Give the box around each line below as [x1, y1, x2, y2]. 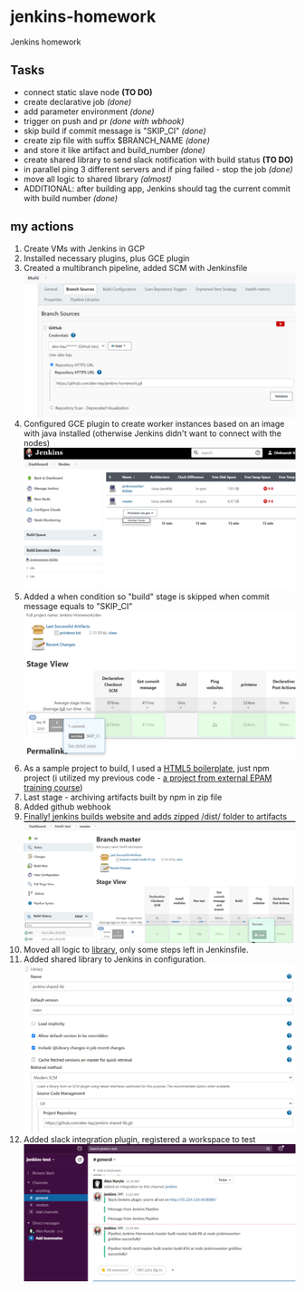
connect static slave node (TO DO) [23, 86, 153, 97]
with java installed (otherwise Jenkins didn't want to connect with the [23, 428, 281, 439]
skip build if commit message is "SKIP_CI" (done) [23, 125, 206, 136]
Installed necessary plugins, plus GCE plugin [23, 252, 190, 264]
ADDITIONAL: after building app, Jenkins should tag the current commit [23, 183, 291, 194]
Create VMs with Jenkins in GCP [23, 243, 146, 254]
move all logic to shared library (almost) [23, 173, 172, 184]
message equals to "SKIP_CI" [23, 601, 133, 611]
